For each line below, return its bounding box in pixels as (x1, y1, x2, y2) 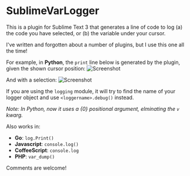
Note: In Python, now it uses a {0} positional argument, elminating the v (6, 105, 179, 112)
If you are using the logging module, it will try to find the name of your (6, 87, 175, 94)
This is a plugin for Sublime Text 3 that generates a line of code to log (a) (6, 23, 183, 31)
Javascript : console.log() (14, 140, 79, 147)
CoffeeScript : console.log (14, 147, 79, 154)
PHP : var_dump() (14, 153, 55, 160)
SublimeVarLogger (6, 4, 99, 18)
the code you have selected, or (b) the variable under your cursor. (6, 29, 166, 36)
